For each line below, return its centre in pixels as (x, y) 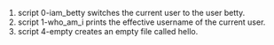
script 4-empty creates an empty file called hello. (108, 31)
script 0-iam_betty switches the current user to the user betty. (131, 13)
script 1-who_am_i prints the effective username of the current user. (141, 22)
